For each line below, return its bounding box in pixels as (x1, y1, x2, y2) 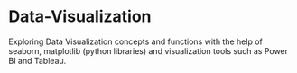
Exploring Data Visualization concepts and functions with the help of (8, 36, 263, 47)
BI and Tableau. (8, 55, 67, 66)
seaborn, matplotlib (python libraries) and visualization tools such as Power (8, 45, 289, 56)
